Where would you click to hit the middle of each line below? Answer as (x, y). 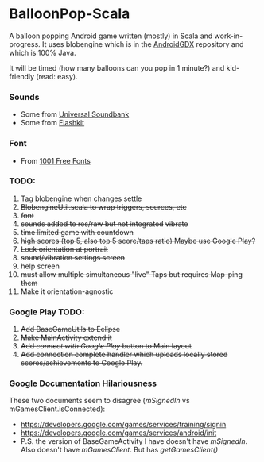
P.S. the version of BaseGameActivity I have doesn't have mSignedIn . (134, 441)
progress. (25, 44)
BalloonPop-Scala (70, 14)
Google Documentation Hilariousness (83, 383)
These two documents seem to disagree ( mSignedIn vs (99, 401)
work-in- (229, 36)
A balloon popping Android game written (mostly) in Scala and (111, 36)
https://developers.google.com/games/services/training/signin (123, 425)
